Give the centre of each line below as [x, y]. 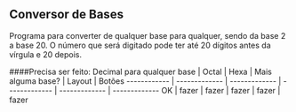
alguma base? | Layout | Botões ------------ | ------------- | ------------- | [145, 81]
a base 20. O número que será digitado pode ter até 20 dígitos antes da [140, 45]
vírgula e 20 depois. [46, 54]
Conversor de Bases [67, 15]
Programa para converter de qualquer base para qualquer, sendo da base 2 [148, 35]
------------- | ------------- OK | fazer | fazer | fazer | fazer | [170, 90]
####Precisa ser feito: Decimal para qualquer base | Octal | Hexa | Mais [141, 71]
